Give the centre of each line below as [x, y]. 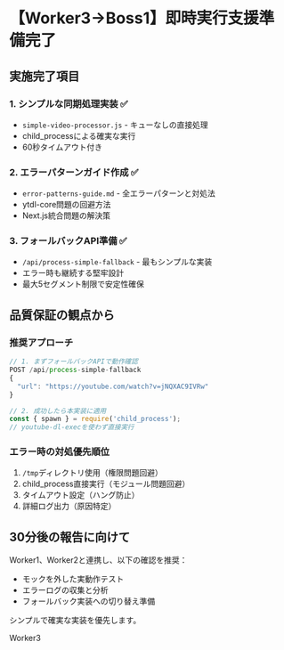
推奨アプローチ [41, 342]
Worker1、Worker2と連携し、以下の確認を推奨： [98, 560]
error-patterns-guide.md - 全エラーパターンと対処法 [118, 193]
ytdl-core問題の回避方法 [66, 205]
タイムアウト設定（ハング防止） [81, 495]
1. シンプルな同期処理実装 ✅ [69, 103]
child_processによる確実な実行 [79, 135]
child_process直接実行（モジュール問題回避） [106, 484]
